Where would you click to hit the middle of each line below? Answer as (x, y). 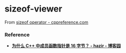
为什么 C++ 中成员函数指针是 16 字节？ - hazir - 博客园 (66, 46)
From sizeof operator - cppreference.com (46, 22)
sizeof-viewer (33, 9)
